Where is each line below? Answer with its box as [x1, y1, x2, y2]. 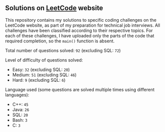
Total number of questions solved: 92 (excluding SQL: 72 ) [5, 47, 121, 53]
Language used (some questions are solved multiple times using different [5, 86, 155, 93]
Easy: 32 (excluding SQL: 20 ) [12, 66, 70, 72]
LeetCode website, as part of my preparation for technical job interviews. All [5, 22, 161, 28]
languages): [5, 92, 30, 98]
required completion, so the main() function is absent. [5, 38, 115, 44]
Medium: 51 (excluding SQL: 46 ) [12, 71, 77, 78]
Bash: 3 [12, 117, 28, 123]
